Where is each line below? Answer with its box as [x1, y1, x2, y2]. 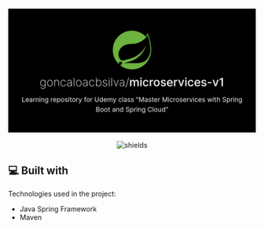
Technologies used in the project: [8, 189, 116, 198]
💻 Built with [8, 164, 69, 178]
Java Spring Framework [19, 204, 97, 213]
